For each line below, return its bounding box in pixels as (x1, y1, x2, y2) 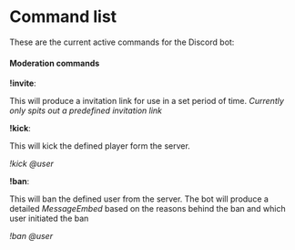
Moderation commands (9, 57, 100, 68)
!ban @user (9, 231, 53, 242)
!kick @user (9, 158, 55, 170)
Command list (9, 6, 117, 27)
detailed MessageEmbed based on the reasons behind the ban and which (9, 203, 287, 214)
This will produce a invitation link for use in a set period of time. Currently (9, 96, 285, 107)
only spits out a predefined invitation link (9, 105, 162, 116)
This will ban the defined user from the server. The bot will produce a (9, 193, 269, 204)
